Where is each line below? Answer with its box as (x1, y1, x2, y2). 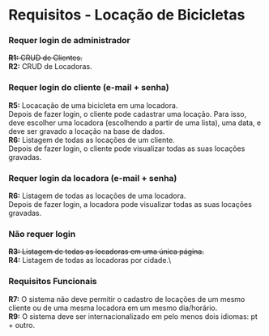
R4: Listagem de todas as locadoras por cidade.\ (8, 256, 172, 265)
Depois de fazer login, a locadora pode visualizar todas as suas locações (8, 200, 253, 209)
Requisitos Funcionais (8, 276, 97, 287)
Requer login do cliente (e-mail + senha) (8, 82, 170, 93)
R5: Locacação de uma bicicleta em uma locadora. (8, 100, 178, 110)
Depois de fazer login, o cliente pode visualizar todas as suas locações (8, 144, 246, 153)
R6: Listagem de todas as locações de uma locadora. (8, 191, 186, 200)
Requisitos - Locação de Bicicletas (8, 6, 246, 24)
